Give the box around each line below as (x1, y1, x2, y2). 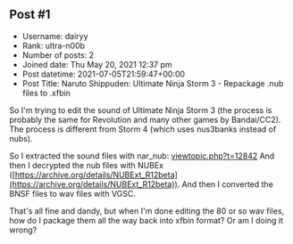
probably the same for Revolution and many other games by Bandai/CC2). (9, 114, 281, 125)
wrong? (9, 224, 38, 235)
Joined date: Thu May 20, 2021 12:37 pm (21, 59, 172, 69)
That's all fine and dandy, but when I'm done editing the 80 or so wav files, (9, 205, 285, 216)
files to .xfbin (21, 87, 71, 98)
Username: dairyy (21, 30, 88, 41)
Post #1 (9, 7, 51, 22)
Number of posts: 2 (21, 49, 95, 61)
